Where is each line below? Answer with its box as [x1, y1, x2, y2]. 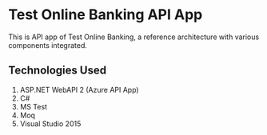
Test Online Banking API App [8, 6, 203, 24]
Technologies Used [8, 64, 106, 77]
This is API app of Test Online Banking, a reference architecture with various [8, 32, 260, 42]
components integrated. [8, 40, 88, 50]
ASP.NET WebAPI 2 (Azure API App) [19, 85, 139, 94]
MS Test [19, 101, 48, 111]
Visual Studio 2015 [19, 118, 82, 129]
